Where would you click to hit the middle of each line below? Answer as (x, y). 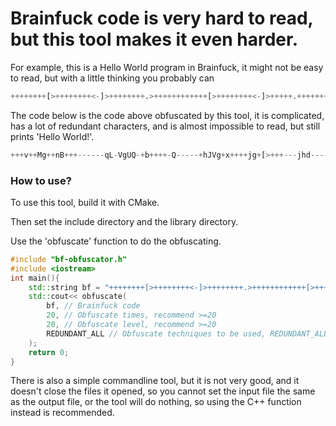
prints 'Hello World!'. (52, 136)
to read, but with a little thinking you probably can (112, 78)
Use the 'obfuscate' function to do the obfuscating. (116, 241)
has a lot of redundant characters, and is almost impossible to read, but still (165, 126)
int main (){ (35, 278)
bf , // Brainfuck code (93, 306)
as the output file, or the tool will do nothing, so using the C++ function (156, 402)
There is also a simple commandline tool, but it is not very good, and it (155, 381)
